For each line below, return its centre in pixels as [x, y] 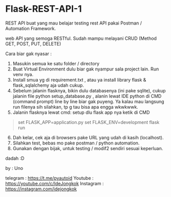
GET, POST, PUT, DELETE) [33, 43]
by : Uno [14, 168]
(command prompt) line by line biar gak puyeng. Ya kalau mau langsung [89, 101]
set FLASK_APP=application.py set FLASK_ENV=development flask [89, 122]
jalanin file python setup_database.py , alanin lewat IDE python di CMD [87, 96]
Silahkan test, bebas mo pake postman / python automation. [76, 143]
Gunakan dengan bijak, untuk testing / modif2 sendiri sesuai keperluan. [88, 148]
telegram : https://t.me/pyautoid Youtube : [49, 178]
